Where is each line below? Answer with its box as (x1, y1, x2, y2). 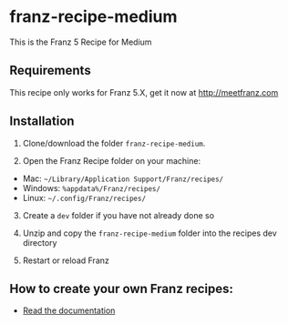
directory (22, 237, 57, 248)
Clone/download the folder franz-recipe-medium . (22, 137, 206, 148)
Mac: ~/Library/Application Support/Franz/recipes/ (22, 173, 224, 184)
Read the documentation (22, 305, 116, 316)
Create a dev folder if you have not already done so (22, 209, 215, 220)
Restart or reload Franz (22, 255, 109, 266)
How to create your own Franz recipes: (9, 280, 234, 297)
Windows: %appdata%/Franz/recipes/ (22, 182, 161, 193)
